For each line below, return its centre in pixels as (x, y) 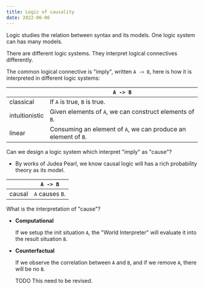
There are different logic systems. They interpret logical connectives (92, 53)
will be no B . (30, 269)
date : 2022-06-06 (28, 18)
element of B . (68, 136)
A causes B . (50, 193)
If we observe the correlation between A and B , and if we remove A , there (106, 262)
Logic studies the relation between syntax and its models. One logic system (101, 35)
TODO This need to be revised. (54, 280)
